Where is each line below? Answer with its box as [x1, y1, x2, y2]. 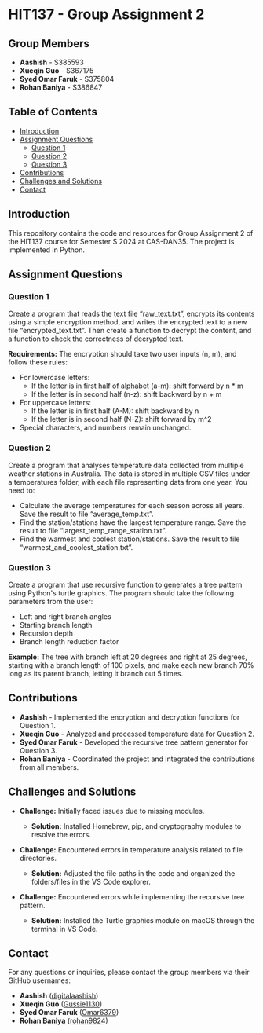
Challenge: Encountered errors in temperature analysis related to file [19, 844, 243, 854]
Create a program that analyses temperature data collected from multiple [8, 460, 245, 470]
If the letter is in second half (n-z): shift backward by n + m [31, 390, 222, 399]
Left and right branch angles [19, 611, 111, 621]
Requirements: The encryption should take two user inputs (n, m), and [8, 350, 237, 359]
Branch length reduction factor [19, 636, 119, 646]
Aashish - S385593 [19, 57, 84, 67]
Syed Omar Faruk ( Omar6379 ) [19, 1008, 119, 1017]
